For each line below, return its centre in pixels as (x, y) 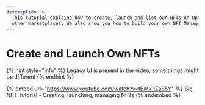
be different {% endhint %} (40, 77)
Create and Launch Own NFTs (83, 53)
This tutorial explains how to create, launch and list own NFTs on (101, 18)
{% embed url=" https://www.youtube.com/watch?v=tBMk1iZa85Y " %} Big (100, 89)
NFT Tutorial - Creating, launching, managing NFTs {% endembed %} (94, 95)
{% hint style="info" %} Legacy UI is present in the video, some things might (103, 70)
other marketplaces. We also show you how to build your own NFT (97, 23)
